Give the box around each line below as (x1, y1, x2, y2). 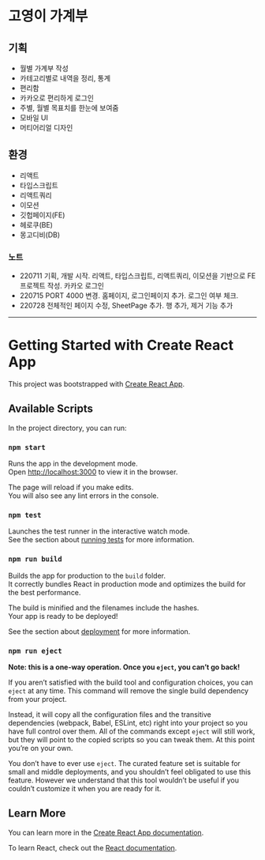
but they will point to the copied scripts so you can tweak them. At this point (8, 735, 255, 745)
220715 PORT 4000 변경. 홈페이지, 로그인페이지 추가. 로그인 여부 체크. (19, 291, 239, 300)
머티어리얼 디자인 (19, 123, 73, 132)
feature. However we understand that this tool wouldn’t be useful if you (8, 775, 239, 785)
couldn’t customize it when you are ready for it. (8, 784, 162, 794)
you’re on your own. (8, 744, 73, 753)
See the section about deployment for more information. (8, 626, 191, 636)
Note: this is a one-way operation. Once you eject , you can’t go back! (8, 662, 241, 672)
